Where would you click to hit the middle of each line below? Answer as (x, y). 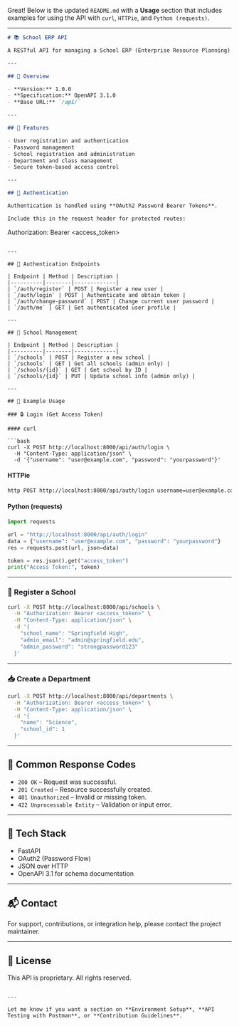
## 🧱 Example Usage (36, 401)
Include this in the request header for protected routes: (97, 219)
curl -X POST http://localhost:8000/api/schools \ (84, 607)
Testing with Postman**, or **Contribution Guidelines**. (95, 1016)
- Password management (41, 147)
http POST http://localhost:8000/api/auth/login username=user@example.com (122, 491)
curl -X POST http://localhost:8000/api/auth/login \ (89, 447)
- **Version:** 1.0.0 (39, 89)
